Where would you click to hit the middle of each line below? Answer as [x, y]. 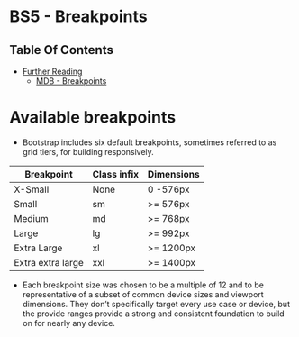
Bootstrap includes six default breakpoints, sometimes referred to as [149, 142]
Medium [31, 218]
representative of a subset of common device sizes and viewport [143, 294]
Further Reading [52, 71]
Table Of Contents [62, 50]
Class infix [116, 174]
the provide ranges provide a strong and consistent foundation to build [154, 314]
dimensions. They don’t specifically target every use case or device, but [156, 304]
